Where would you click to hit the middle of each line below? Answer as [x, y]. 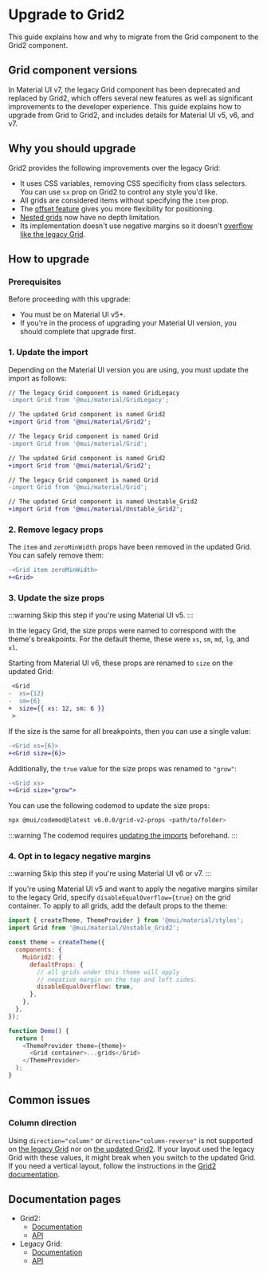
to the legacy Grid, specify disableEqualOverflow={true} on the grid [120, 897]
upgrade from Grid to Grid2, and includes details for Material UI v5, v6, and [131, 115]
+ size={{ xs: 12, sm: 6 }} [57, 709]
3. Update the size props [57, 598]
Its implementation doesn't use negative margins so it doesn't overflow [136, 226]
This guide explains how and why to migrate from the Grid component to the [133, 37]
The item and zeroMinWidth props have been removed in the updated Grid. [130, 547]
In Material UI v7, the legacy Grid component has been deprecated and [124, 89]
